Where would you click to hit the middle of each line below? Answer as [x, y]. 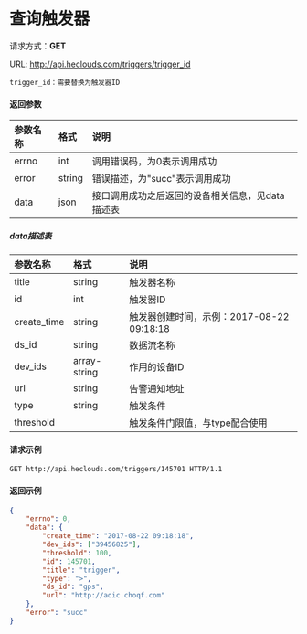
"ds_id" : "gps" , [73, 587]
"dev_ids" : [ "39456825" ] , [92, 544]
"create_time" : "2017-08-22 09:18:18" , [118, 536]
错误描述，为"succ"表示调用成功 [161, 179]
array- [87, 361]
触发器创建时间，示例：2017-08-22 [209, 317]
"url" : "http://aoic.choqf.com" [104, 596]
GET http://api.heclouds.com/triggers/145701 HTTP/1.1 [116, 470]
